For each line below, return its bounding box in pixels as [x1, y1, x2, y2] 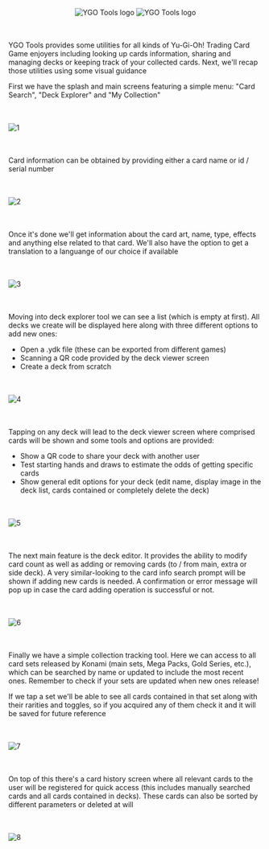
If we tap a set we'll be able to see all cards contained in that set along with [8, 692, 258, 701]
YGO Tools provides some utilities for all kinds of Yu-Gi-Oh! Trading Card [8, 40, 250, 50]
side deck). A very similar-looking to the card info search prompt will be [8, 568, 246, 577]
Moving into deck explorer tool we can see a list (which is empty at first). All [8, 312, 260, 321]
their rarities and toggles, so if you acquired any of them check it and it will [8, 700, 256, 710]
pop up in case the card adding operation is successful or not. [8, 585, 215, 595]
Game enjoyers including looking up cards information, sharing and [8, 49, 231, 58]
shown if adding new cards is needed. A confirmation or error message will [8, 576, 258, 586]
